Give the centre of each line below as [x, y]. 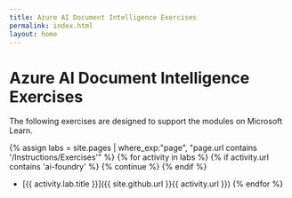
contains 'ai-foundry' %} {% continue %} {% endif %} [108, 167]
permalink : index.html [51, 26]
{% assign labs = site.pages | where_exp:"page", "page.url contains [134, 148]
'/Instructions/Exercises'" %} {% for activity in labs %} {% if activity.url [139, 157]
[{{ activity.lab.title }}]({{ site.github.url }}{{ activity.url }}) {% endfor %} [153, 184]
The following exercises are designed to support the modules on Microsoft [146, 122]
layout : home [33, 34]
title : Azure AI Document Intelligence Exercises [103, 17]
